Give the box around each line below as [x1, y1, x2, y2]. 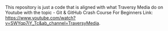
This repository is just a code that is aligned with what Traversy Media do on [5, 4, 163, 10]
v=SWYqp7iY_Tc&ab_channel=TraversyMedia [5, 20, 100, 26]
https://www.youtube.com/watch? [5, 15, 76, 20]
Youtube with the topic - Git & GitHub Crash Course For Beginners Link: [5, 9, 153, 15]
